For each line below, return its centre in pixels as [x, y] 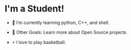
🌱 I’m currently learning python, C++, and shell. [60, 22]
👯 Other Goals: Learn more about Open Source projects [69, 32]
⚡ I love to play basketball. [39, 42]
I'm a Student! [34, 9]
